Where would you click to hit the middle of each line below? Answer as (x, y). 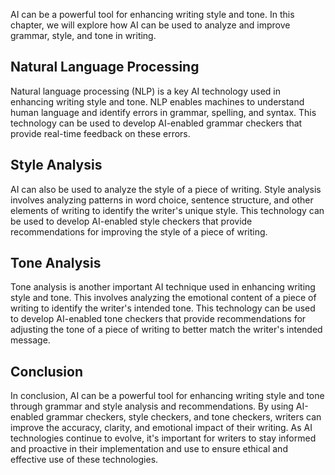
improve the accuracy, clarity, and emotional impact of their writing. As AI (161, 428)
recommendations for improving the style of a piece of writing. (139, 231)
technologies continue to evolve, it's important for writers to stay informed (163, 438)
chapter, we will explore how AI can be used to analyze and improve (150, 25)
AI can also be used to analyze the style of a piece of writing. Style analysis (166, 189)
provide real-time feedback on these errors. (100, 133)
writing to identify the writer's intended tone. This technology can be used (163, 308)
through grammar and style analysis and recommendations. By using (152, 406)
